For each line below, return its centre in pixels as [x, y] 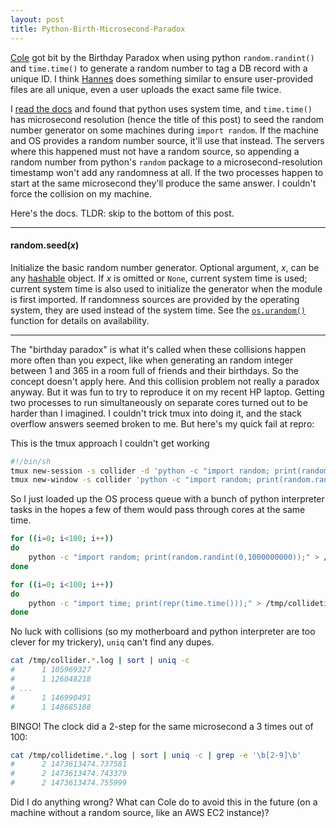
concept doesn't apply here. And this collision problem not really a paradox [165, 381]
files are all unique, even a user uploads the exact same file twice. [146, 89]
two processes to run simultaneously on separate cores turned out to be [159, 402]
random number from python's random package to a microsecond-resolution [166, 162]
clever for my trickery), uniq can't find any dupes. [112, 642]
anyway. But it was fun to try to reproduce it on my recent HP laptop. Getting [167, 392]
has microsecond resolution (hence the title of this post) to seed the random [167, 119]
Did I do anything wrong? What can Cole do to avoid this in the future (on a [164, 802]
